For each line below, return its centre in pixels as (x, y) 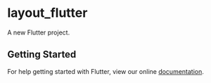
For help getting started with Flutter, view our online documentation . (105, 71)
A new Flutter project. (39, 32)
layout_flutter (47, 13)
